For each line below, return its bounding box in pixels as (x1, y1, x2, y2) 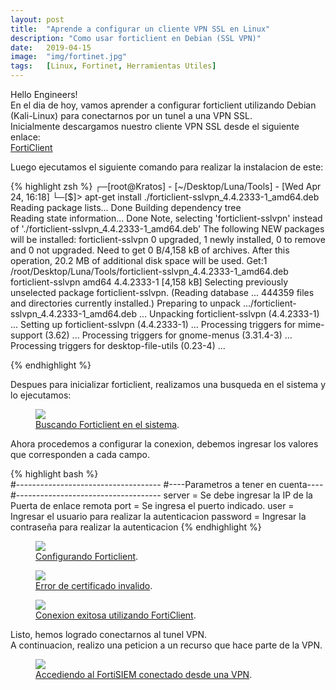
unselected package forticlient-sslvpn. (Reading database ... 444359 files (10, 287, 315, 298)
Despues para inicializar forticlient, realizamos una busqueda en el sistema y (10, 379, 327, 390)
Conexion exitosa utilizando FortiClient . (35, 609, 197, 621)
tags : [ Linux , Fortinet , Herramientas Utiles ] (10, 61, 217, 71)
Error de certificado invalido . (35, 580, 153, 591)
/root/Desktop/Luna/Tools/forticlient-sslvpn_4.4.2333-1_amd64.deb (10, 266, 289, 277)
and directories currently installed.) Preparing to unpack (10, 297, 242, 309)
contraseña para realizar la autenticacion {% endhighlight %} (10, 521, 262, 533)
